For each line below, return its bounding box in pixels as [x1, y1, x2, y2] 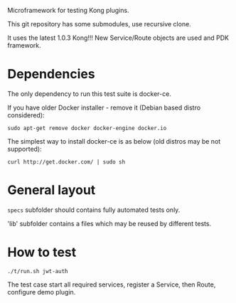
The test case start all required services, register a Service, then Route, [7, 280, 216, 289]
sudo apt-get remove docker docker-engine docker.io [7, 124, 167, 132]
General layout [7, 182, 96, 198]
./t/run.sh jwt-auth [7, 267, 69, 275]
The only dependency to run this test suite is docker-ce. [7, 89, 172, 98]
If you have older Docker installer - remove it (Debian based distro [7, 103, 201, 112]
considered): [7, 110, 45, 119]
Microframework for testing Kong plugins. [7, 6, 129, 14]
